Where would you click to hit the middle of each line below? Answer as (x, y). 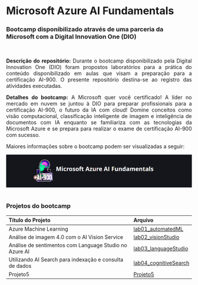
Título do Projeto (30, 220)
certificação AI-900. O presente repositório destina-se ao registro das (99, 80)
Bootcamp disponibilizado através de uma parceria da (85, 30)
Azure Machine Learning (39, 229)
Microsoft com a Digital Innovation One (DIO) (71, 37)
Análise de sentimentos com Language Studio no (68, 245)
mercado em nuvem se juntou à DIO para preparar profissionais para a (99, 104)
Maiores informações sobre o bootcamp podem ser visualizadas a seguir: (95, 146)
